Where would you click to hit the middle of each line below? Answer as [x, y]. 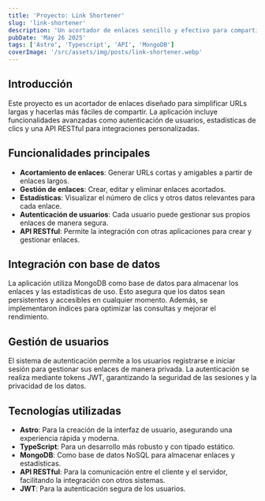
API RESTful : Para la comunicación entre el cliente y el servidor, [123, 472]
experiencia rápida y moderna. [69, 439]
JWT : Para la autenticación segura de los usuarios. [103, 489]
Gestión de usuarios [59, 342]
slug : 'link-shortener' [47, 23]
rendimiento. [29, 317]
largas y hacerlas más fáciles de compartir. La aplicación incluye [113, 111]
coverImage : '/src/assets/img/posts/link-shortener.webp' [105, 52]
